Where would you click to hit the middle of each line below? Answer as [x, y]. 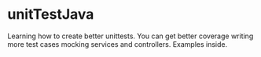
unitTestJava [51, 14]
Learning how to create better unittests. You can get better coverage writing [130, 36]
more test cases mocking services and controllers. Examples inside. [118, 44]
